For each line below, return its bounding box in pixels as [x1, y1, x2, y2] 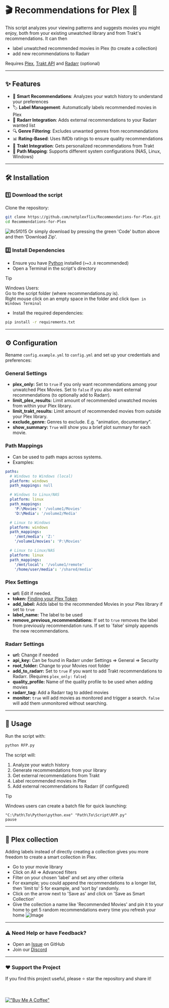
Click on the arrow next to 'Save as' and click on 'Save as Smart [12, 891, 145, 897]
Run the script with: [5, 733, 46, 739]
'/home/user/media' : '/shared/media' [14, 567, 94, 572]
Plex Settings [5, 579, 39, 586]
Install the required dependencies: [12, 310, 84, 316]
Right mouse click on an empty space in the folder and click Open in [5, 296, 146, 302]
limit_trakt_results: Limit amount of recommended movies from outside [12, 408, 161, 414]
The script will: [5, 752, 36, 758]
